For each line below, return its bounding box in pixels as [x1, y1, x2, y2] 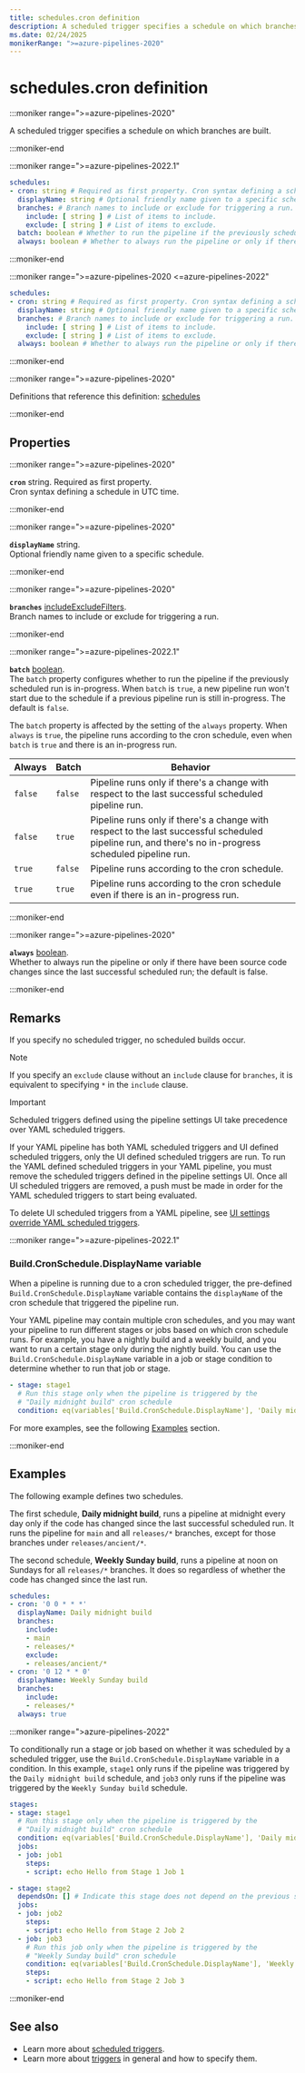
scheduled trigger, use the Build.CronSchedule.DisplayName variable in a [9, 1753, 280, 1764]
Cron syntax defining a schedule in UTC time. [9, 487, 180, 498]
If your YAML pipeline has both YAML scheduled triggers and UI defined [9, 1141, 279, 1152]
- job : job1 [17, 1850, 64, 1860]
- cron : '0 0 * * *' [9, 1600, 88, 1609]
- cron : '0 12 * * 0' [9, 1667, 92, 1676]
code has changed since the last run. [9, 1574, 148, 1584]
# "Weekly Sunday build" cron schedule [25, 1951, 177, 1960]
